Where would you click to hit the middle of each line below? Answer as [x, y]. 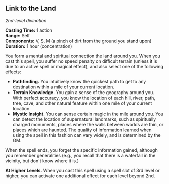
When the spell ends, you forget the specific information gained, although [81, 150]
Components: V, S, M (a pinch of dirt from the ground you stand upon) [78, 41]
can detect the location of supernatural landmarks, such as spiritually [84, 119]
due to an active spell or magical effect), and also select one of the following [84, 66]
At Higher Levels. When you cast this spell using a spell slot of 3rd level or [82, 170]
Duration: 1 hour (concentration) [39, 46]
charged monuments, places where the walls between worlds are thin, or [88, 124]
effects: [13, 72]
